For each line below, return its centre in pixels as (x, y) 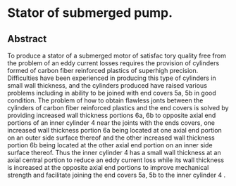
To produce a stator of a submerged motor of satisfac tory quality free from (117, 55)
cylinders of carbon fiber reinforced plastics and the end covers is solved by (118, 108)
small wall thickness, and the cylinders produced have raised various (107, 85)
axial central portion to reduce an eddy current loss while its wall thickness (116, 160)
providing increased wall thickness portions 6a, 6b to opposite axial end (112, 115)
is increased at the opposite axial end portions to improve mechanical (108, 167)
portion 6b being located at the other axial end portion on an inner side (110, 145)
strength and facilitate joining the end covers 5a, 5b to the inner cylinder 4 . (117, 175)
